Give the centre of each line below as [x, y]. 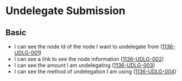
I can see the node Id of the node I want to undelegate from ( [88, 46]
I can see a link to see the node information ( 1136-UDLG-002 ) [89, 59]
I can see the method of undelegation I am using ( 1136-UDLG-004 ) [95, 71]
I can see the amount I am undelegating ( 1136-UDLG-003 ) [84, 65]
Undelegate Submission [65, 11]
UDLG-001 [27, 53]
